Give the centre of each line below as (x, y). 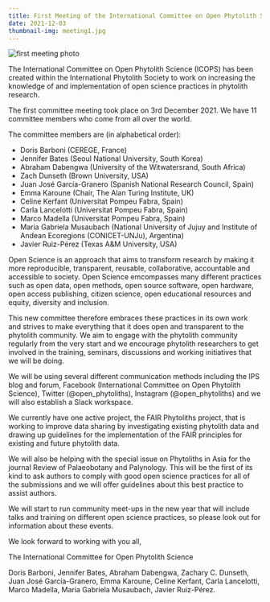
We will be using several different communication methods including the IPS (134, 377)
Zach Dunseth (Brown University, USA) (84, 176)
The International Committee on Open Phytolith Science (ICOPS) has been (131, 69)
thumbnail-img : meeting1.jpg (57, 31)
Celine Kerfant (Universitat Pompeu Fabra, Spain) (101, 201)
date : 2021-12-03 (37, 23)
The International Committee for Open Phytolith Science (101, 557)
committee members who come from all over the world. (100, 119)
